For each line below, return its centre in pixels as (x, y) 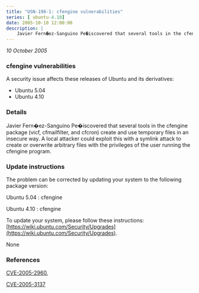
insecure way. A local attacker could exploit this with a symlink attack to (94, 138)
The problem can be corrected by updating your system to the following (94, 179)
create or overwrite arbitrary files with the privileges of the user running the (98, 145)
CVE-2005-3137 (26, 284)
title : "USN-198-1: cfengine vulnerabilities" (65, 12)
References (23, 260)
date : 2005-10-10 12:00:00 (39, 23)
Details (17, 112)
